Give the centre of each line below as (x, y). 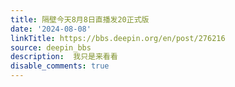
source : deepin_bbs (51, 47)
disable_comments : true (60, 66)
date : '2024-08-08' (51, 29)
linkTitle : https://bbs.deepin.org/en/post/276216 (118, 38)
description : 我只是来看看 (64, 57)
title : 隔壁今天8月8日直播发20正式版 (80, 19)
